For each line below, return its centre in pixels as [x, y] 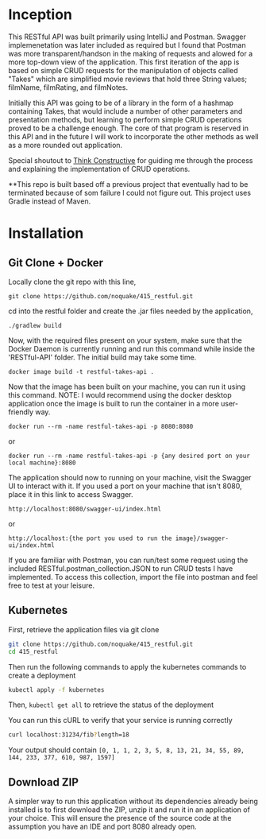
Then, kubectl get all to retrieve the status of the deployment [111, 705]
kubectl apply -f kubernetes [56, 689]
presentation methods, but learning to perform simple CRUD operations [125, 119]
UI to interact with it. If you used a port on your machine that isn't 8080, [125, 486]
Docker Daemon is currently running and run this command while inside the [132, 348]
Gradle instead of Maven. [50, 201]
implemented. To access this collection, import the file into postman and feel [133, 577]
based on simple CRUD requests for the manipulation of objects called [123, 70]
